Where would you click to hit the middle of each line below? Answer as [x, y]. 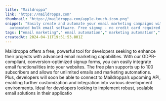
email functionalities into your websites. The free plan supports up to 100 [79, 67]
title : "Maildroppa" [26, 10]
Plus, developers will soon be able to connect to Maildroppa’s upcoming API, [83, 77]
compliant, [16, 62]
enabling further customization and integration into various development [79, 82]
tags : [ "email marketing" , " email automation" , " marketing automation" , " [83, 33]
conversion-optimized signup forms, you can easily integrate [89, 62]
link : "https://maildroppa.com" [38, 14]
